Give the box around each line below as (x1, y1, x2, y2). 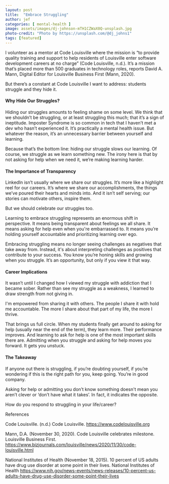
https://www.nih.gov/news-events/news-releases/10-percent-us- (20, 467, 156, 473)
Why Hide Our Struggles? (5, 98, 60, 104)
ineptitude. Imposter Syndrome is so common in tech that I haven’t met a (5, 120, 156, 126)
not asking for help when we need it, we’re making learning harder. (5, 156, 144, 163)
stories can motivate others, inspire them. (5, 195, 92, 201)
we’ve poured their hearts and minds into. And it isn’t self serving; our (5, 190, 150, 196)
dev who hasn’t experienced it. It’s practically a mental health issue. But (5, 125, 154, 132)
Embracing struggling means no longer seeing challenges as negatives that (5, 241, 162, 247)
